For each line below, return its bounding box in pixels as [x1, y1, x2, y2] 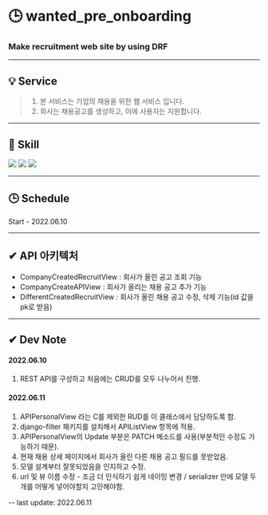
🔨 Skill [8, 137, 40, 151]
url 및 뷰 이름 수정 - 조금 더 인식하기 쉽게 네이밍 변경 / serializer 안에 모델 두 [19, 471, 257, 481]
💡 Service [8, 74, 57, 88]
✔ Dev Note [8, 333, 67, 347]
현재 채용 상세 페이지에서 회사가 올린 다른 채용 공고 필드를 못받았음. [19, 451, 229, 461]
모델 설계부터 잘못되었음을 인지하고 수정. [19, 462, 146, 471]
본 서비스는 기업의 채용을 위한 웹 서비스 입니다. [39, 97, 185, 106]
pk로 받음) [19, 302, 53, 311]
